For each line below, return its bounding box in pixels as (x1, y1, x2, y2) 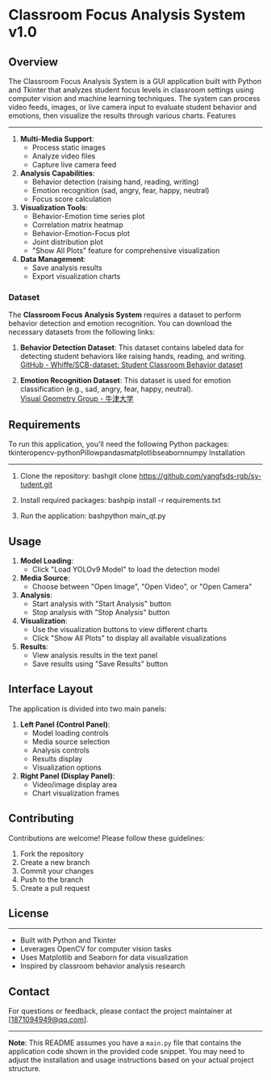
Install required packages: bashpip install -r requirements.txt (19, 496, 221, 505)
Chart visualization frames (31, 788, 119, 798)
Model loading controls (31, 728, 109, 737)
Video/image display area (31, 779, 117, 789)
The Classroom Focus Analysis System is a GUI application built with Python (8, 77, 262, 86)
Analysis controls (31, 745, 90, 755)
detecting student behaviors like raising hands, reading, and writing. (19, 352, 247, 361)
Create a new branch (19, 857, 90, 867)
